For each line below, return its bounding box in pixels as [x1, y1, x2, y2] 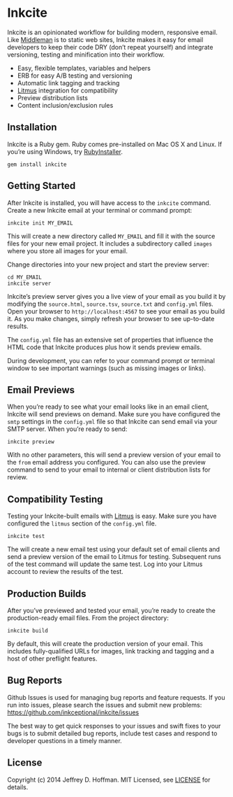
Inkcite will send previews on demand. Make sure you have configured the [7, 410, 221, 418]
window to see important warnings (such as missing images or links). [7, 364, 206, 372]
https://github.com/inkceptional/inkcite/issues [7, 708, 140, 717]
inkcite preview [7, 439, 54, 446]
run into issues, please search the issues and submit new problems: [7, 700, 202, 709]
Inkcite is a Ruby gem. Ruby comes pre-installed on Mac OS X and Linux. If [7, 140, 223, 148]
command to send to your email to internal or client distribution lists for [7, 465, 211, 474]
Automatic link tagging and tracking [17, 78, 120, 87]
